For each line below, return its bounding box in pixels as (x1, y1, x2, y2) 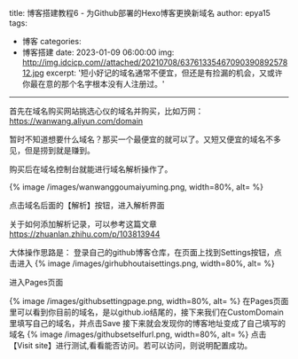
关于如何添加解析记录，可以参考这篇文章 (9, 219, 157, 229)
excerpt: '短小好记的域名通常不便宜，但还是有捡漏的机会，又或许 (45, 67, 283, 78)
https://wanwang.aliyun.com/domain (9, 116, 144, 126)
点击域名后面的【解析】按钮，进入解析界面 (9, 200, 165, 210)
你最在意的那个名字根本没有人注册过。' (21, 79, 165, 89)
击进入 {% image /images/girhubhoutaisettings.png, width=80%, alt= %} (9, 258, 275, 269)
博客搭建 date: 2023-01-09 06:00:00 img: (21, 47, 175, 58)
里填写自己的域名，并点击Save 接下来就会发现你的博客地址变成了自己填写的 (9, 318, 286, 328)
